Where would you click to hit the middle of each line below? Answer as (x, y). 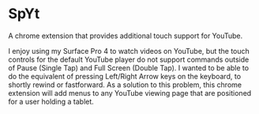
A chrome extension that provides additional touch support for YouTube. (126, 36)
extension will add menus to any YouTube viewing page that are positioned (130, 93)
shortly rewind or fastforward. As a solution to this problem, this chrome (125, 85)
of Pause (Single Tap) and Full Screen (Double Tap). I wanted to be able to (129, 67)
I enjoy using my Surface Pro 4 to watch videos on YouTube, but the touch (129, 51)
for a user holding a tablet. (51, 101)
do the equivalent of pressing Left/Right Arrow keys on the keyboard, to (125, 76)
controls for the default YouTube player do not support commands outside (129, 59)
